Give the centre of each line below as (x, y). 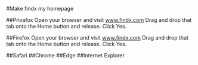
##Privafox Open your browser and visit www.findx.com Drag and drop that (99, 20)
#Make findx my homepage (40, 9)
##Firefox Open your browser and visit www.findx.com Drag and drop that (98, 38)
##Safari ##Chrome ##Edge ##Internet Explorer (66, 55)
